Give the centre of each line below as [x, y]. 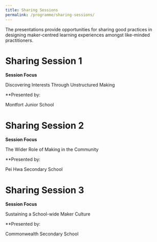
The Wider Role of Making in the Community [52, 149]
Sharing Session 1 [44, 61]
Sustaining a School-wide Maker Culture [48, 214]
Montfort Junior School [30, 105]
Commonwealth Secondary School [42, 234]
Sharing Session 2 [45, 125]
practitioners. [19, 40]
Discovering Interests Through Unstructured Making [60, 85]
